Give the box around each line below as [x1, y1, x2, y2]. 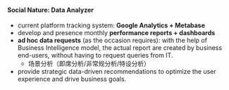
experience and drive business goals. [17, 75, 127, 84]
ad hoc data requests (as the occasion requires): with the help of [17, 36, 208, 45]
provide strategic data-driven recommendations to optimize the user [17, 67, 216, 76]
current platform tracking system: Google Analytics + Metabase [17, 21, 206, 30]
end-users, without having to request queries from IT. [17, 51, 173, 60]
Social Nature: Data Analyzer [7, 6, 94, 14]
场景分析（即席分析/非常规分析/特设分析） [27, 60, 150, 68]
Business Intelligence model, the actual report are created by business [17, 44, 223, 52]
